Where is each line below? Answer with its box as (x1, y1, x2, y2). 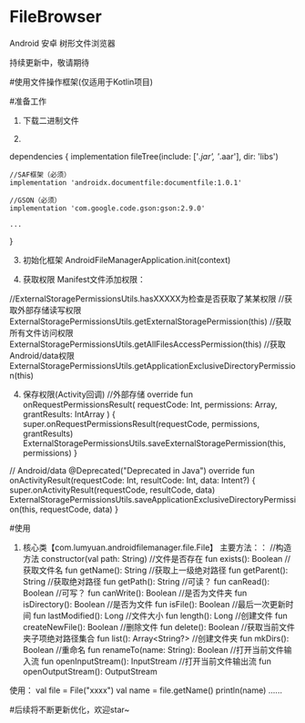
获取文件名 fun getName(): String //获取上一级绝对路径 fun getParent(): (22, 565, 289, 575)
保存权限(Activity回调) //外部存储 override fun (22, 389, 194, 400)
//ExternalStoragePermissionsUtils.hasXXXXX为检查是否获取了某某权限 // (9, 293, 285, 304)
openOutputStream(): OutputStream (22, 666, 158, 677)
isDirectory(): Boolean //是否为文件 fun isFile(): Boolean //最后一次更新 (22, 598, 287, 609)
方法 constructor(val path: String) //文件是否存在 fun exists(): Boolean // (22, 553, 291, 564)
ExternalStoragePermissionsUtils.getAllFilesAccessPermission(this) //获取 (9, 339, 287, 350)
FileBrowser (9, 6, 102, 27)
